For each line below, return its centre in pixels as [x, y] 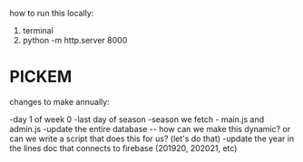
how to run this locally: [52, 13]
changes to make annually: [60, 101]
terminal [38, 30]
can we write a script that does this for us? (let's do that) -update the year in [152, 138]
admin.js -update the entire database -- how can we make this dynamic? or [150, 129]
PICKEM [41, 77]
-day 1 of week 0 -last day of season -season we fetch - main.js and [137, 119]
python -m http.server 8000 [75, 40]
